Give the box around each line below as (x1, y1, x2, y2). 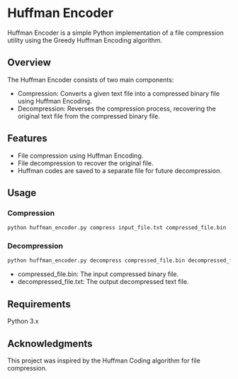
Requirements (7, 298, 71, 310)
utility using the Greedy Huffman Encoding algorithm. (7, 35, 163, 44)
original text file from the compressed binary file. (17, 111, 161, 120)
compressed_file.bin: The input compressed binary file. (17, 270, 179, 278)
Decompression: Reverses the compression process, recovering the (17, 104, 216, 113)
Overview (7, 57, 52, 69)
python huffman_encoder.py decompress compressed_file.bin (7, 257, 186, 264)
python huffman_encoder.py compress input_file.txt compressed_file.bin (7, 224, 227, 231)
